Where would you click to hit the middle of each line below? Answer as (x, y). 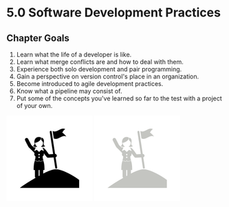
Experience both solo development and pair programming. (99, 69)
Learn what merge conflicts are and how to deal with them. (100, 62)
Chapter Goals (38, 38)
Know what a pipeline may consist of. (69, 91)
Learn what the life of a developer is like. (74, 54)
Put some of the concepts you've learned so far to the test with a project (119, 98)
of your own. (34, 106)
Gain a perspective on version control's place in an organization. (108, 76)
